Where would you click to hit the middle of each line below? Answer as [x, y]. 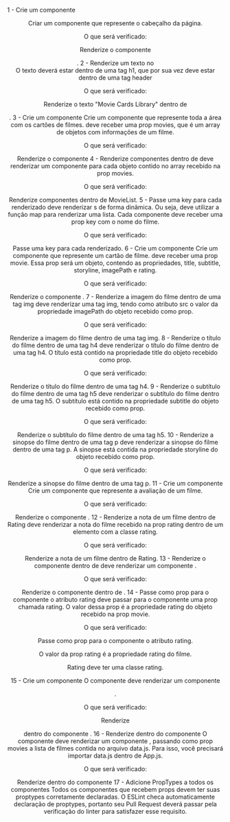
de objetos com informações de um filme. [115, 132]
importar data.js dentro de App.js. [115, 755]
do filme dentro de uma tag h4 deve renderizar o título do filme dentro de [115, 345]
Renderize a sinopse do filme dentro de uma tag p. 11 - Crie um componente [115, 483]
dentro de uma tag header [115, 78]
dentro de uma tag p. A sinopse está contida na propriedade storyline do [115, 449]
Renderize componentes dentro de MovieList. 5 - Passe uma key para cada [115, 200]
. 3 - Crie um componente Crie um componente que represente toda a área [115, 117]
